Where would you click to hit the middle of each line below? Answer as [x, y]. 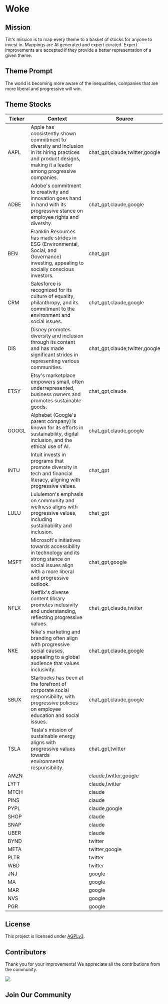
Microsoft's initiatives [56, 540]
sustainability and [51, 525]
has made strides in [53, 238]
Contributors [26, 952]
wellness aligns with [54, 507]
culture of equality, [53, 296]
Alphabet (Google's [53, 415]
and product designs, [56, 158]
